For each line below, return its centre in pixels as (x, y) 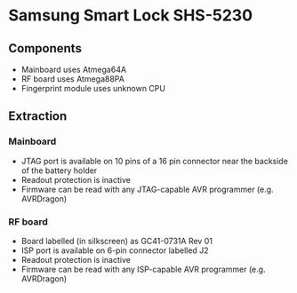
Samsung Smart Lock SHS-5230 (131, 16)
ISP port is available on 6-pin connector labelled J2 (115, 250)
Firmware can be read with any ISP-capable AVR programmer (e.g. (143, 269)
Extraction (38, 116)
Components (45, 48)
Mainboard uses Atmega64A (73, 69)
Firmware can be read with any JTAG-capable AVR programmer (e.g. (147, 189)
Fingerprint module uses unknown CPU (93, 88)
